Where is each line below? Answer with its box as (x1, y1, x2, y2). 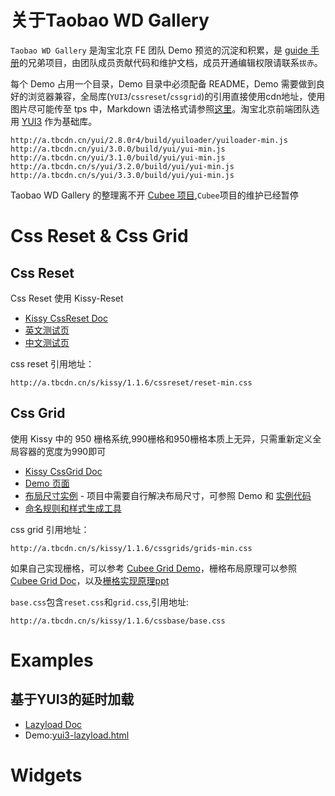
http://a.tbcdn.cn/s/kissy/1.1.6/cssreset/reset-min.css (10, 377, 253, 388)
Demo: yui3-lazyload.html (24, 729, 130, 741)
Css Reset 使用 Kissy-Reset (10, 292, 124, 304)
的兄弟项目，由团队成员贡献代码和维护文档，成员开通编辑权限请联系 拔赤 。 (19, 56, 323, 68)
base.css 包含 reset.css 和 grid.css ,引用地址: (10, 596, 190, 608)
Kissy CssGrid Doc (24, 465, 103, 477)
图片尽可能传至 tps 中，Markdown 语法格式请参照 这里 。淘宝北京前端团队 (10, 102, 312, 115)
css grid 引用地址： (10, 523, 90, 535)
